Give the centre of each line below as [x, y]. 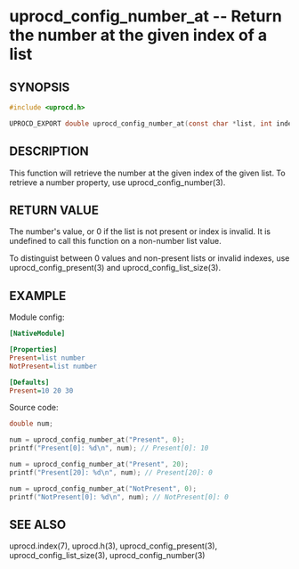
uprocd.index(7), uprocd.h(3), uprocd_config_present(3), [113, 546]
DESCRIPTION [49, 152]
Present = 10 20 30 [41, 390]
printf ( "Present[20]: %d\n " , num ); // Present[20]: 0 [111, 472]
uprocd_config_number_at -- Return [145, 16]
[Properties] [33, 350]
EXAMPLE [38, 296]
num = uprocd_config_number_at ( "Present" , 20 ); [99, 465]
